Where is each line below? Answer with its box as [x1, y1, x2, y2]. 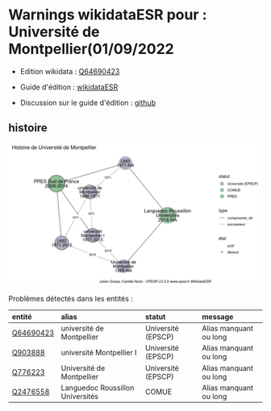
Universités [60, 391, 99, 401]
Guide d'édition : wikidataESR [19, 82, 119, 92]
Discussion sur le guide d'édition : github [19, 98, 156, 107]
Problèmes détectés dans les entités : [8, 294, 133, 304]
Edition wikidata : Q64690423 [19, 66, 120, 76]
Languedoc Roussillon [60, 383, 135, 392]
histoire [8, 121, 48, 135]
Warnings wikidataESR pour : [8, 6, 207, 24]
